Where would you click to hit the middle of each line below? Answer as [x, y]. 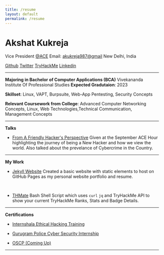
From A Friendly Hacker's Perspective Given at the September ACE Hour [85, 137]
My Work [15, 162]
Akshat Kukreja [37, 43]
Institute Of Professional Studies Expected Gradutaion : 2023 [66, 85]
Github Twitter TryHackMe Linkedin [41, 66]
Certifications [20, 215]
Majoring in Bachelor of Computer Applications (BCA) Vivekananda [74, 80]
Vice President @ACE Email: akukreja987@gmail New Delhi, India [71, 56]
